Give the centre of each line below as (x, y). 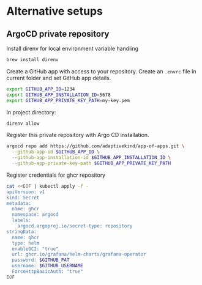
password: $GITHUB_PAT (41, 260)
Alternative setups (54, 11)
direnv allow (23, 124)
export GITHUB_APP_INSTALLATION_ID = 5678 (59, 95)
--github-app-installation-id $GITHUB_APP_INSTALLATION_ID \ (92, 158)
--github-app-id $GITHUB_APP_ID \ (56, 152)
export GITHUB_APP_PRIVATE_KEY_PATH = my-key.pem (68, 100)
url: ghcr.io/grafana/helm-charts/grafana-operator (79, 254)
